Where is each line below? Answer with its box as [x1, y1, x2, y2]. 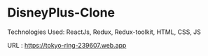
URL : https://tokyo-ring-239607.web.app [7, 41, 127, 49]
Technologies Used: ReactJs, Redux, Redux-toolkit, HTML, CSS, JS [7, 28, 202, 36]
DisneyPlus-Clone [7, 5, 116, 21]
